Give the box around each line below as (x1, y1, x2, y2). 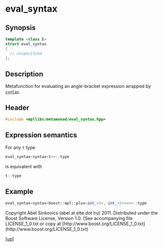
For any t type (5, 144, 36, 150)
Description (5, 70, 43, 78)
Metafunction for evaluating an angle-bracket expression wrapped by (5, 83, 151, 89)
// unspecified (10, 51, 42, 56)
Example (5, 187, 34, 196)
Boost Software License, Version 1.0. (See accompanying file (5, 215, 133, 222)
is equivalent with (5, 163, 42, 169)
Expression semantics (5, 131, 77, 140)
